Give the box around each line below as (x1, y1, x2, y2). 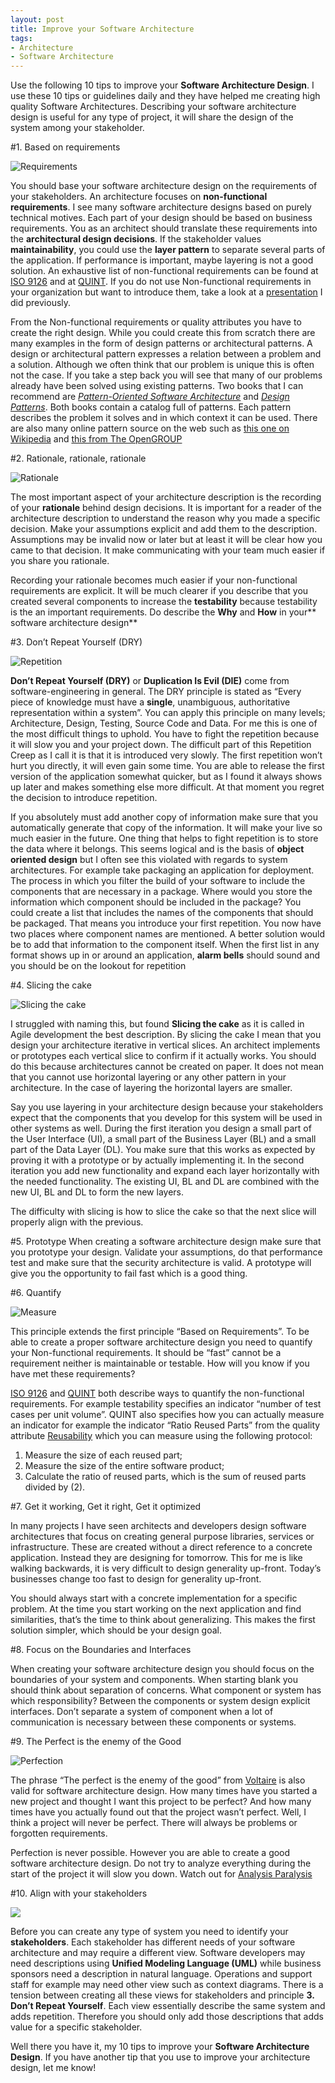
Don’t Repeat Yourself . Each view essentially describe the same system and (10, 2000, 326, 2012)
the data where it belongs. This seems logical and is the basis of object (10, 843, 305, 855)
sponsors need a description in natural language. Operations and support (10, 1968, 313, 1980)
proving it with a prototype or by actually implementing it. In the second (10, 1154, 305, 1166)
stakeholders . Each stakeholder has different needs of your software (10, 1936, 296, 1948)
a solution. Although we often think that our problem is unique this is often (10, 359, 315, 371)
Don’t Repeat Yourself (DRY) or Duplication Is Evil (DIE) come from (10, 675, 290, 687)
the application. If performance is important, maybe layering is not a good (10, 254, 314, 266)
